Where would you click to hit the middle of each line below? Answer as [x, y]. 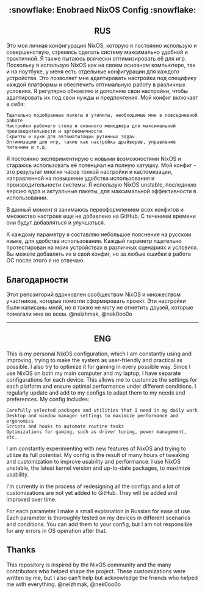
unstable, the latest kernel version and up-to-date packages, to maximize [99, 468]
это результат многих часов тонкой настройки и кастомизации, [89, 172]
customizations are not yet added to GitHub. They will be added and [92, 492]
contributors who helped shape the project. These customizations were [96, 571]
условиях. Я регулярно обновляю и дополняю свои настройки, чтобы [97, 91]
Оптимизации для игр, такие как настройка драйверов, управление [91, 142]
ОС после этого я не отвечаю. [46, 261]
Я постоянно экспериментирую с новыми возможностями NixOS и [94, 159]
